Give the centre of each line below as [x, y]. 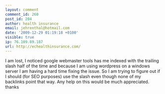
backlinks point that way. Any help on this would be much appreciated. [77, 82]
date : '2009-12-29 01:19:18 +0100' [42, 33]
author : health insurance [32, 23]
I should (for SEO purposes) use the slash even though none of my [73, 76]
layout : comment [22, 10]
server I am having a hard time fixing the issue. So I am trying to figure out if [82, 71]
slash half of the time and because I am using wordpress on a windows [78, 66]
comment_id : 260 [22, 14]
